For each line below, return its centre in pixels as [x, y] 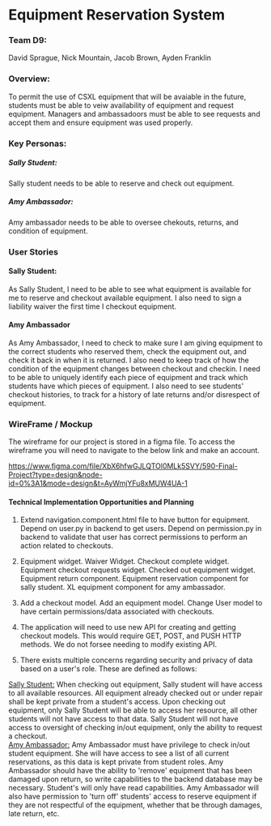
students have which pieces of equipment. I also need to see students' [126, 386]
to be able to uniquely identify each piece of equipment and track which [128, 377]
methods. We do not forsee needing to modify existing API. [118, 644]
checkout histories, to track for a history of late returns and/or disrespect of [134, 394]
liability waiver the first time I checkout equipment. [92, 306]
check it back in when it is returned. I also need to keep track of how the [129, 360]
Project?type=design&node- [55, 475]
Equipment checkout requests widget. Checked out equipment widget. [138, 570]
